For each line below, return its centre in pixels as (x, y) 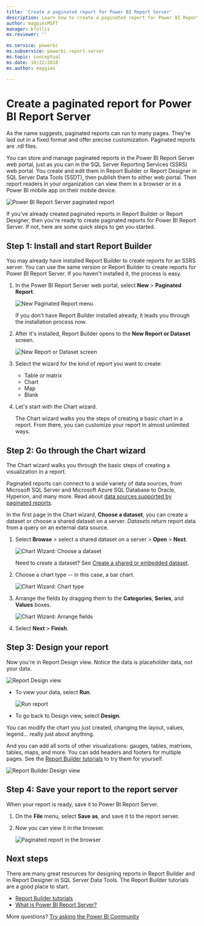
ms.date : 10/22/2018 (32, 62)
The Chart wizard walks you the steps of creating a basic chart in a (99, 419)
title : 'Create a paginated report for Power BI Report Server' (89, 12)
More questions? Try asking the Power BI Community (73, 916)
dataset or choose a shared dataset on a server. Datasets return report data (101, 521)
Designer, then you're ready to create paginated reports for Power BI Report (101, 220)
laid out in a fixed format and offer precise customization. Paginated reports (101, 140)
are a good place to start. (38, 886)
